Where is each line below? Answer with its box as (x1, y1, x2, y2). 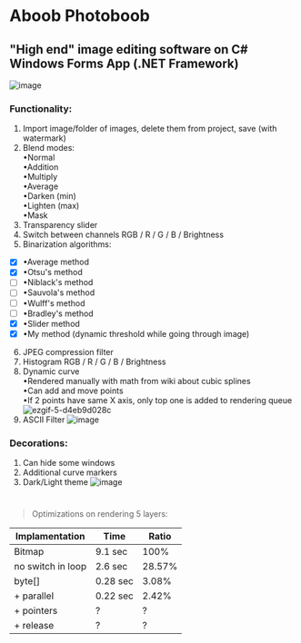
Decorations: (9, 437, 68, 450)
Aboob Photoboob (9, 5, 150, 26)
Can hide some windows (22, 458, 115, 469)
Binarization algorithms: (22, 239, 112, 250)
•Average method (22, 256, 89, 268)
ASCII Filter (22, 414, 65, 425)
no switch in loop (14, 560, 87, 573)
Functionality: (9, 102, 73, 114)
